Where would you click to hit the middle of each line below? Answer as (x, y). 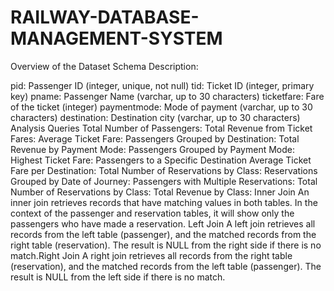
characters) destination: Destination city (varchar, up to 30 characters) (155, 117)
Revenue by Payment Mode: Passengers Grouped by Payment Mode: (152, 149)
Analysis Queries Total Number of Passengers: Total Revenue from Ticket (161, 128)
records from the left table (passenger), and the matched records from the (163, 234)
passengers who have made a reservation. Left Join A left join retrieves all (163, 223)
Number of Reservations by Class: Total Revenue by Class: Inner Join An (160, 192)
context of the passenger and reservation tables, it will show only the (152, 213)
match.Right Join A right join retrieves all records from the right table (151, 255)
